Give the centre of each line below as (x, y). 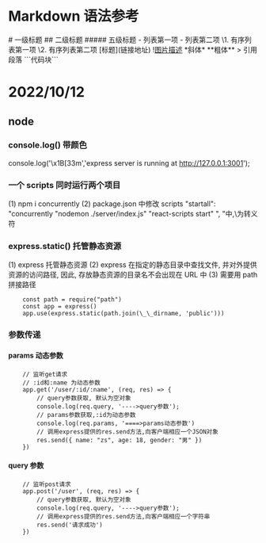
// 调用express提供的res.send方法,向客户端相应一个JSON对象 (128, 432)
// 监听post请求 (47, 484)
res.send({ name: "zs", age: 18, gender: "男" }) (120, 440)
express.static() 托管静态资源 (65, 247)
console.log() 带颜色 (47, 145)
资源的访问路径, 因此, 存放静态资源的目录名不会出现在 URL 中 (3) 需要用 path (133, 275)
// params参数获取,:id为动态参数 (86, 415)
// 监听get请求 (45, 374)
